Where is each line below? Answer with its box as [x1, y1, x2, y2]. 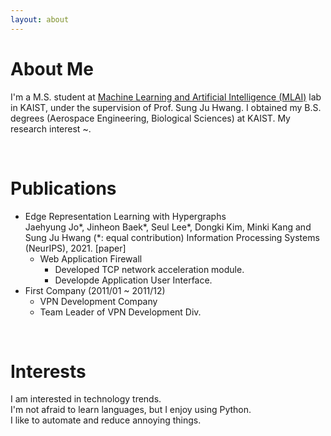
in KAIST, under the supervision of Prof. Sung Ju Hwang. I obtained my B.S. [10, 101, 322, 113]
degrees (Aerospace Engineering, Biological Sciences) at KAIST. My [10, 112, 291, 124]
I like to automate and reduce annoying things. [10, 414, 202, 426]
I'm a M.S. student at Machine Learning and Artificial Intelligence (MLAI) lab [10, 91, 322, 103]
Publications [10, 177, 117, 200]
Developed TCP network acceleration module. [54, 263, 245, 275]
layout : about [10, 14, 70, 25]
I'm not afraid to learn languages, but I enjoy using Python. [10, 404, 252, 416]
